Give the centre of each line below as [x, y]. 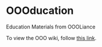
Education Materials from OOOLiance [51, 27]
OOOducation [40, 11]
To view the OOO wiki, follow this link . [51, 38]
